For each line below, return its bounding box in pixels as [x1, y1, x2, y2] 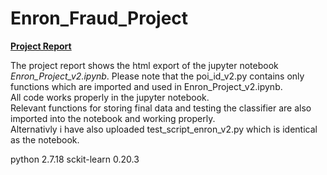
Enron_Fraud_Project [10, 7, 189, 30]
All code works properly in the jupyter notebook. [10, 91, 210, 103]
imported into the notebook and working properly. [10, 112, 216, 124]
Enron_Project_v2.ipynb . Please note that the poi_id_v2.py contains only [10, 70, 305, 82]
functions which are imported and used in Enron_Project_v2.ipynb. [10, 80, 283, 92]
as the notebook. [10, 133, 80, 146]
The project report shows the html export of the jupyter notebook [10, 59, 279, 71]
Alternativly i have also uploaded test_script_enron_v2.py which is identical [10, 123, 318, 135]
